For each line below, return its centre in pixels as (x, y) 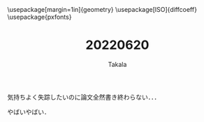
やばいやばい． (29, 112)
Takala (117, 64)
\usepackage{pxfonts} (39, 17)
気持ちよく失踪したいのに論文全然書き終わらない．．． (84, 97)
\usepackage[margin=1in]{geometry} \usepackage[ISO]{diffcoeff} (102, 9)
